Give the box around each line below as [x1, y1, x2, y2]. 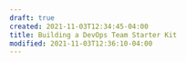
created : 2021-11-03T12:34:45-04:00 [9, 22, 149, 31]
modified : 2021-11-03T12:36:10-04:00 [9, 38, 153, 48]
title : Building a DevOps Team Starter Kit [9, 30, 178, 39]
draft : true [9, 13, 55, 23]
